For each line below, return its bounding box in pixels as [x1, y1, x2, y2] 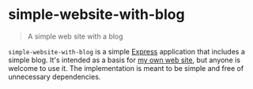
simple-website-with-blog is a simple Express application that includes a [8, 46, 245, 56]
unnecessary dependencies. [8, 72, 101, 81]
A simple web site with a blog [27, 32, 124, 41]
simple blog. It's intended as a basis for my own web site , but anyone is [8, 55, 241, 65]
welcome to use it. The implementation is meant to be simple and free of [8, 63, 244, 72]
